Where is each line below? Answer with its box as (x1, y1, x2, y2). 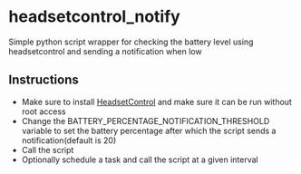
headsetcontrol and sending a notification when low (8, 45, 202, 56)
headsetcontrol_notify (8, 6, 180, 27)
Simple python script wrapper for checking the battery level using (8, 36, 254, 47)
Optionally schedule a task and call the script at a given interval (21, 154, 259, 165)
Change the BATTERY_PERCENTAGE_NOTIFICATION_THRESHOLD (21, 115, 270, 126)
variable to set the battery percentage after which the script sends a (21, 125, 277, 136)
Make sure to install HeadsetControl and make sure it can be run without (21, 96, 292, 107)
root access (21, 106, 66, 117)
